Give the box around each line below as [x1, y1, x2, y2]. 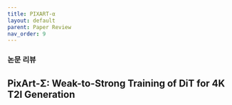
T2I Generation [7, 88, 75, 100]
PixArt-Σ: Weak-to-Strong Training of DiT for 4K [7, 77, 226, 89]
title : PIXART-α [7, 10, 56, 18]
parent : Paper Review [7, 23, 72, 31]
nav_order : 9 [7, 30, 46, 38]
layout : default [7, 17, 56, 24]
